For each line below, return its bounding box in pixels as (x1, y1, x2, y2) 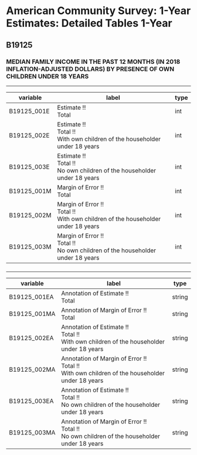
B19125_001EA (9, 293, 54, 301)
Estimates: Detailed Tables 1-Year (6, 16, 172, 30)
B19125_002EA (9, 334, 54, 342)
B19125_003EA (9, 397, 54, 405)
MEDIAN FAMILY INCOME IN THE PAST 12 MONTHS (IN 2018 (6, 57, 181, 66)
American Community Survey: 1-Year (6, 4, 191, 18)
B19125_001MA (9, 310, 56, 318)
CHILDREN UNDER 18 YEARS (6, 72, 89, 80)
